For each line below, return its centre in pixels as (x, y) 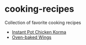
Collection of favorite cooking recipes (43, 22)
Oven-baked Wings (32, 37)
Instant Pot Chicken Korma (39, 32)
